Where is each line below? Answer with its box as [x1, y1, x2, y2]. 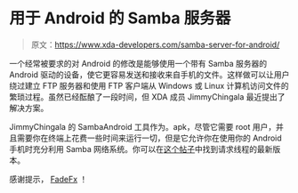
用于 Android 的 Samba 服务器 [9, 8, 231, 28]
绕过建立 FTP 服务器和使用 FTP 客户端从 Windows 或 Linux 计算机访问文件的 [9, 80, 289, 91]
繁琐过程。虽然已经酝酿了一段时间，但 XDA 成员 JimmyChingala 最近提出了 [9, 91, 286, 102]
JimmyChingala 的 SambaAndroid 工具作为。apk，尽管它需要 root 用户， [9, 121, 277, 132]
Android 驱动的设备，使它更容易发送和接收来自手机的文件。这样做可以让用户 [9, 68, 290, 80]
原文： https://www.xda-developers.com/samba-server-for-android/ [30, 39, 280, 50]
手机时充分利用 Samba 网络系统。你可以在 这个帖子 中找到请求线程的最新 [9, 143, 273, 154]
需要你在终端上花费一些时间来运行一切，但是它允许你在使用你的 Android [16, 133, 282, 143]
